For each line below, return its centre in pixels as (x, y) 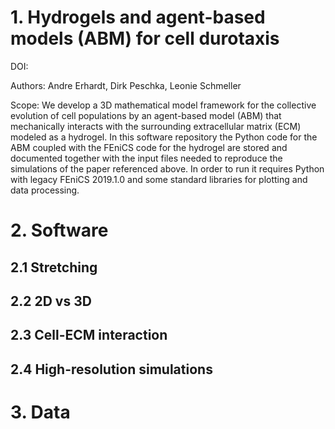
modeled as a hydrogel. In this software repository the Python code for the (164, 137)
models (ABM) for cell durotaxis (145, 38)
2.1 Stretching (54, 267)
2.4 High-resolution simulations (111, 369)
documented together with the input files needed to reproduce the (146, 158)
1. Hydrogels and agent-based (138, 17)
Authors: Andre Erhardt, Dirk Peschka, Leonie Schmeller (126, 85)
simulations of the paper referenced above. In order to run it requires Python (167, 168)
